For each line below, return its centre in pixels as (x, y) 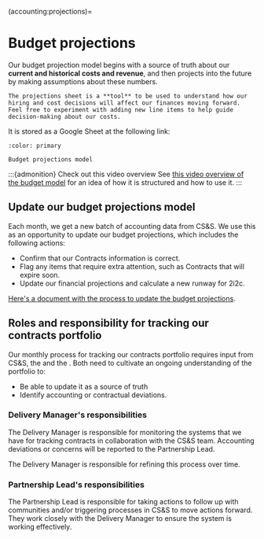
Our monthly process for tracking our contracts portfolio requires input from (131, 354)
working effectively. (40, 527)
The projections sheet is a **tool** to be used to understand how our (128, 96)
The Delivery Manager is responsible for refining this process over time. (125, 464)
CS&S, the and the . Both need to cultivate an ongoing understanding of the (130, 363)
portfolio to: (27, 371)
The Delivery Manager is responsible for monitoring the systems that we (125, 432)
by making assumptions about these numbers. (83, 81)
